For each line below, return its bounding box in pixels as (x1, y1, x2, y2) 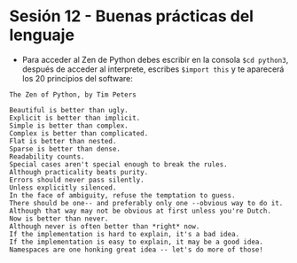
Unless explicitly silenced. (9, 183, 117, 192)
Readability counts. (9, 152, 86, 161)
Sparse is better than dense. (9, 144, 121, 153)
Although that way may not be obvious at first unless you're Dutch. (9, 206, 272, 215)
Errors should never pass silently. (9, 175, 145, 184)
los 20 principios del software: (21, 73, 133, 83)
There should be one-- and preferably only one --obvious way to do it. (9, 198, 284, 207)
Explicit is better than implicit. (9, 113, 141, 122)
